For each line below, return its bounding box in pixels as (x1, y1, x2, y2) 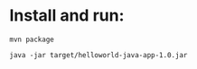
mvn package (9, 35, 54, 44)
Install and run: (9, 5, 125, 26)
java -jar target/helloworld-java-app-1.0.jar (9, 50, 188, 59)
